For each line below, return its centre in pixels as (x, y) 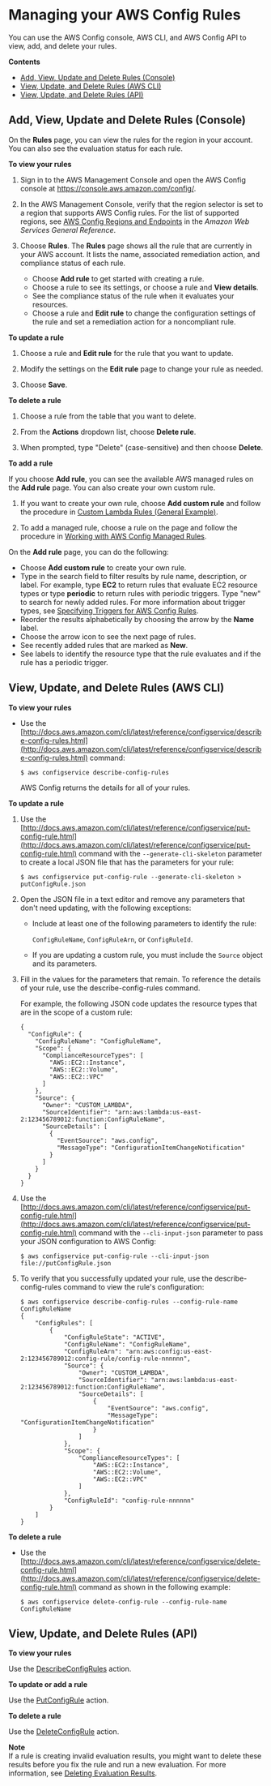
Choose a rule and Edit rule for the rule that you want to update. (127, 353)
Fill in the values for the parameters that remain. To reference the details (140, 979)
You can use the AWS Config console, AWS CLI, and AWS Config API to (127, 37)
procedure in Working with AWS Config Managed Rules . (113, 536)
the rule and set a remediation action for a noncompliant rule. (134, 321)
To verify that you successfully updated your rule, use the (116, 1278)
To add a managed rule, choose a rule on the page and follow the (129, 527)
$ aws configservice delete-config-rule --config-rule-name (123, 1602)
